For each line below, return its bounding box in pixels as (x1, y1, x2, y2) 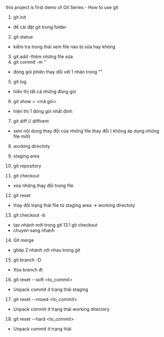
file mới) (13, 133, 30, 139)
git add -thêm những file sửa (13, 53, 73, 59)
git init (13, 14, 26, 20)
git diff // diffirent (13, 118, 49, 124)
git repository (13, 163, 42, 169)
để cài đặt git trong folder (13, 24, 67, 30)
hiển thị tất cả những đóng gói (13, 88, 77, 95)
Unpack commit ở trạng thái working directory (13, 306, 110, 312)
